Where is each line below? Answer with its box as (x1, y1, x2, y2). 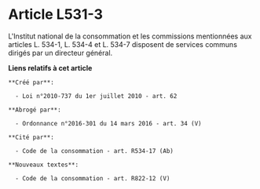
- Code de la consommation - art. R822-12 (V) (15, 174, 170, 182)
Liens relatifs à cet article (8, 63, 93, 72)
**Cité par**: (8, 133, 55, 141)
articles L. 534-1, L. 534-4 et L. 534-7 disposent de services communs (8, 39, 238, 49)
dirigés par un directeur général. (8, 48, 113, 57)
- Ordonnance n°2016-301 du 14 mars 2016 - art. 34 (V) (15, 119, 202, 127)
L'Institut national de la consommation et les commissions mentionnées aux (8, 31, 252, 41)
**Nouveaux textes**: (8, 161, 79, 169)
